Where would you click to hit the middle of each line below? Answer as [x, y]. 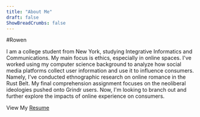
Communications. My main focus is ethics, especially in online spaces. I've [99, 58]
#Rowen [17, 40]
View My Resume [28, 108]
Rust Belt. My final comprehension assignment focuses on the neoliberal [96, 83]
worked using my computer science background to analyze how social [94, 64]
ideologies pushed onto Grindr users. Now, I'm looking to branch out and [96, 90]
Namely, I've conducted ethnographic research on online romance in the [96, 77]
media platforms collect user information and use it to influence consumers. [100, 71]
